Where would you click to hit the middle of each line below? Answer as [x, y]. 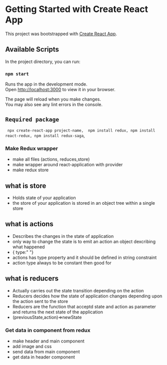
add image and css [32, 346]
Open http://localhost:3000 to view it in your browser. [60, 90]
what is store [26, 186]
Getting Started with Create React [77, 9]
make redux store [30, 170]
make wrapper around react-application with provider [67, 165]
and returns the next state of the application [58, 312]
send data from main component [46, 351]
